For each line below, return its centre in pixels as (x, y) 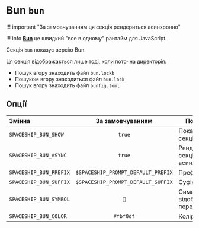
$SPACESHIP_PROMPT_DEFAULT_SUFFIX (124, 182)
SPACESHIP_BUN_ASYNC (38, 155)
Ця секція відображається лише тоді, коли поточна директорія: (86, 61)
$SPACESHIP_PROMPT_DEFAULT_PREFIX (124, 172)
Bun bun (25, 10)
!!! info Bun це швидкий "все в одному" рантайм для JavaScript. (86, 38)
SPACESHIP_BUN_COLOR (38, 216)
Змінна (20, 121)
